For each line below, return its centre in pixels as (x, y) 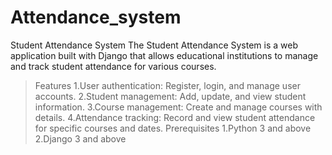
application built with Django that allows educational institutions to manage (164, 55)
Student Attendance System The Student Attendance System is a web (154, 45)
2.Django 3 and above (80, 138)
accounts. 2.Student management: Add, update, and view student (170, 96)
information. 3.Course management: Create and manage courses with (178, 107)
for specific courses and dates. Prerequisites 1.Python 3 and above (173, 128)
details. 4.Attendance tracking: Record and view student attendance (175, 117)
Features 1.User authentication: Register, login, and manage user (167, 85)
